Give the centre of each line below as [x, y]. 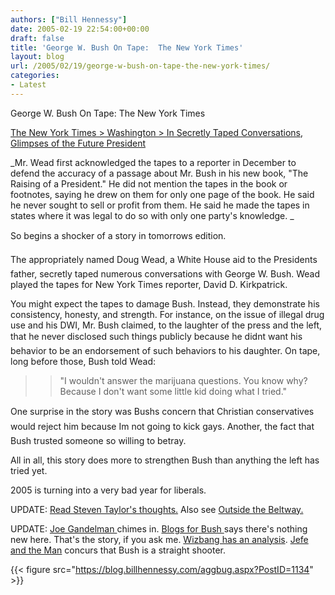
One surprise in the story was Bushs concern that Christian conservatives [162, 411]
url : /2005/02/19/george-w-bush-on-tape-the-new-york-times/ [140, 66]
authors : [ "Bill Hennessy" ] [69, 19]
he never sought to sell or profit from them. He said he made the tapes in [160, 205]
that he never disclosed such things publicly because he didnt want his [156, 336]
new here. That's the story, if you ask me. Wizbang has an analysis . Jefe [159, 539]
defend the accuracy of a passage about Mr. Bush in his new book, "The [159, 173]
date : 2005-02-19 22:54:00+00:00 [80, 29]
